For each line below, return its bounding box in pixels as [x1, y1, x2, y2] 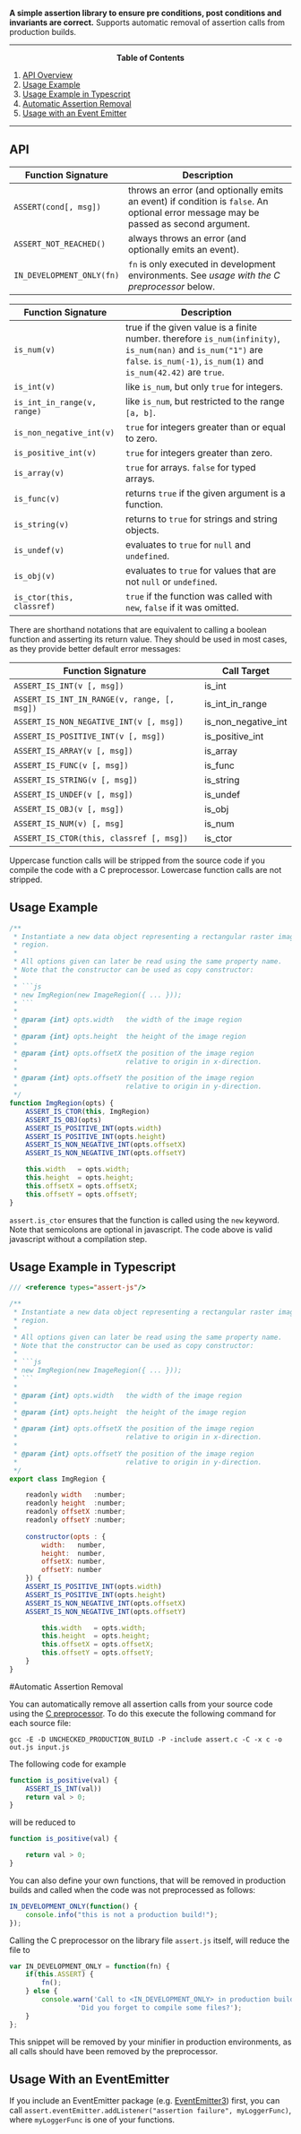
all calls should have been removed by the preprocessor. [9, 2045, 219, 2056]
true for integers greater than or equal [125, 420, 287, 433]
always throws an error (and [128, 232, 246, 245]
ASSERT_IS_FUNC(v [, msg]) [13, 760, 129, 770]
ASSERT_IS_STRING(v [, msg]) [13, 774, 138, 785]
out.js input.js [9, 1742, 70, 1751]
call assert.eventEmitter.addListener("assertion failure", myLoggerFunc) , [9, 2105, 292, 2116]
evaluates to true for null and [125, 538, 251, 550]
